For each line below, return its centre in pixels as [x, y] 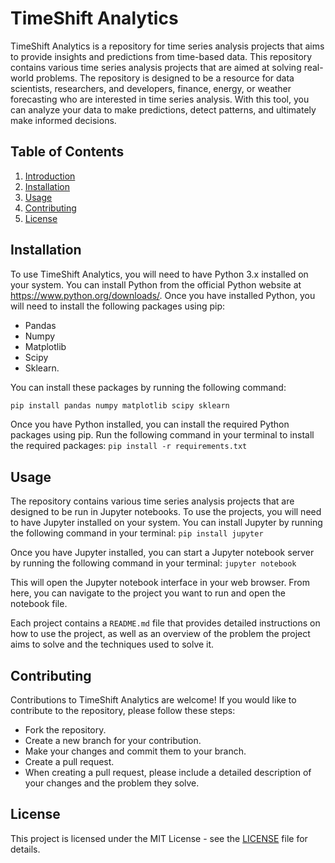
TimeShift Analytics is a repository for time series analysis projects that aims [167, 46]
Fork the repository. [65, 730]
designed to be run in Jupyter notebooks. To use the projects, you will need [166, 512]
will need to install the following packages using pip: [118, 306]
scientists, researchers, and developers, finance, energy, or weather [151, 88]
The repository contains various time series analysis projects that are [152, 501]
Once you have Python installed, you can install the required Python [150, 424]
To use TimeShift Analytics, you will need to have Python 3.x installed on [159, 274]
